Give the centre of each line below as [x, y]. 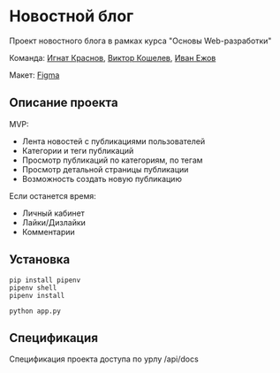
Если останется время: [53, 195]
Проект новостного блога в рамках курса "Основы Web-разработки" [140, 41]
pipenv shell [33, 288]
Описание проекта [64, 103]
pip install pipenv [45, 280]
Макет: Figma [34, 75]
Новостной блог [72, 16]
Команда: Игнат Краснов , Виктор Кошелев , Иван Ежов [113, 57]
